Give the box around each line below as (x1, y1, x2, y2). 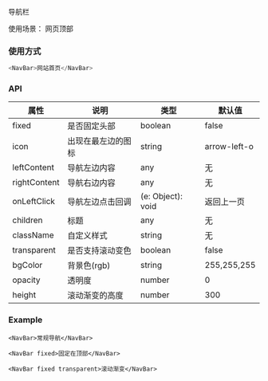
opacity (12, 274, 41, 285)
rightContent (12, 177, 60, 188)
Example (8, 314, 43, 325)
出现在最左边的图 (67, 136, 132, 147)
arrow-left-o (204, 141, 254, 152)
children (12, 214, 43, 226)
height (12, 289, 37, 300)
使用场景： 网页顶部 (8, 24, 73, 33)
